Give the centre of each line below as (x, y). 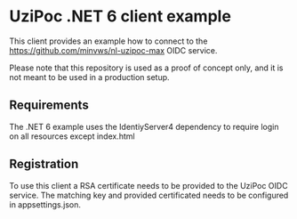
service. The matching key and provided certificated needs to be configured (149, 195)
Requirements (49, 105)
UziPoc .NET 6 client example (120, 16)
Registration (44, 164)
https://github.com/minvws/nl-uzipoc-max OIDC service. (113, 50)
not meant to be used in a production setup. (90, 77)
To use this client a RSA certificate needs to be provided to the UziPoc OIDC (148, 185)
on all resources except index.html (72, 136)
